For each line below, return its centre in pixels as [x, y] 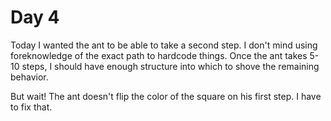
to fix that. [31, 107]
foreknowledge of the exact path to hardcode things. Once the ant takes [159, 55]
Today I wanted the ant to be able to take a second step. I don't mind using [164, 45]
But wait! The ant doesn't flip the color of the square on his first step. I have [166, 96]
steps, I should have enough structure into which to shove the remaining [170, 66]
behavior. [29, 77]
